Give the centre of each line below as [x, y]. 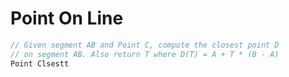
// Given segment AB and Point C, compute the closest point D [145, 45]
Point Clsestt [40, 63]
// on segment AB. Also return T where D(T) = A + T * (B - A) [145, 54]
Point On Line [67, 18]
